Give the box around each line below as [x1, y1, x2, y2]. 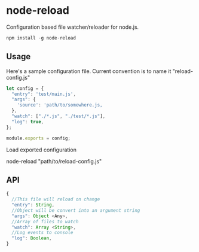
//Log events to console [11, 230, 74, 236]
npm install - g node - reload [6, 35, 76, 41]
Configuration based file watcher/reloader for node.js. [6, 23, 139, 31]
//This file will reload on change [11, 196, 100, 202]
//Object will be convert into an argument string [11, 207, 140, 213]
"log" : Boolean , [11, 235, 52, 241]
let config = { [6, 85, 44, 92]
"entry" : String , [11, 202, 55, 208]
